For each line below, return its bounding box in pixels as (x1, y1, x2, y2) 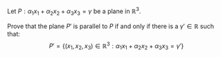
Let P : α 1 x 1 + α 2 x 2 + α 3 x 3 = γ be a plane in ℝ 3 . (7, 6, 141, 16)
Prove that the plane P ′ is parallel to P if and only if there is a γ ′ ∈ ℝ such (7, 22, 215, 30)
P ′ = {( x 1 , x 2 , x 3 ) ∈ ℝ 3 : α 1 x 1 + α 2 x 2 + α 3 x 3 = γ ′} (48, 41, 184, 52)
